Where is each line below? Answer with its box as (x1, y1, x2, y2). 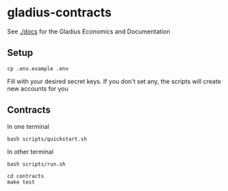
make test (7, 179, 36, 186)
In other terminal (7, 147, 53, 156)
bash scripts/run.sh (7, 160, 66, 168)
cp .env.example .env (7, 65, 69, 72)
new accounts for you (7, 84, 68, 93)
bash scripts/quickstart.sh (7, 135, 88, 143)
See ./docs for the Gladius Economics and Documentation (7, 27, 170, 35)
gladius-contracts (7, 5, 112, 20)
